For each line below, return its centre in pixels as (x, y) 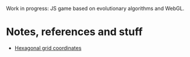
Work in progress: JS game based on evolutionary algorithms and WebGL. (95, 8)
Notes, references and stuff (75, 32)
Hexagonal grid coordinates (48, 48)
